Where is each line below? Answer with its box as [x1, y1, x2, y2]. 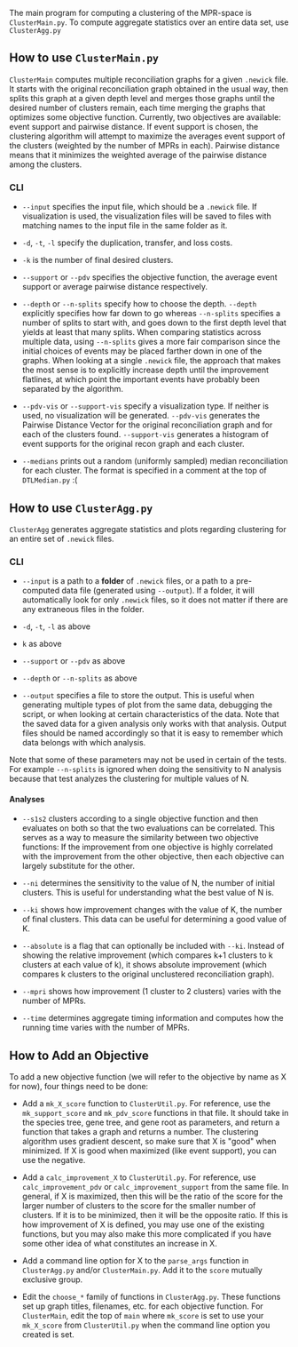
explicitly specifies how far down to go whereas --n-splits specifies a [21, 308, 281, 319]
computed [21, 586, 60, 596]
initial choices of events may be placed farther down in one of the [21, 346, 263, 356]
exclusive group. [21, 1274, 83, 1285]
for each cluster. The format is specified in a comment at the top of [21, 466, 268, 476]
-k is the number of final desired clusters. [21, 255, 174, 266]
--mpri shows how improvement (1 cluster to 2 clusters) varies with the [21, 986, 282, 997]
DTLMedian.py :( [21, 474, 78, 485]
